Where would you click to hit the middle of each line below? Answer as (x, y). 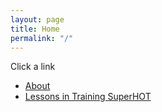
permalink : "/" (42, 38)
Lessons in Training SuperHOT (88, 97)
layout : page (37, 19)
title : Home (35, 29)
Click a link (33, 67)
